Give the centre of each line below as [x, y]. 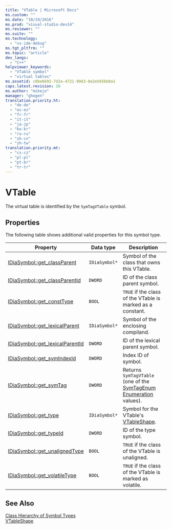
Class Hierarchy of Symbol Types [40, 516]
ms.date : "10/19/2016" [29, 19]
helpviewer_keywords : [28, 67]
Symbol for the [141, 409]
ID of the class [140, 277]
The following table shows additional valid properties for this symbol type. [83, 235]
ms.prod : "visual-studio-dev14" [40, 24]
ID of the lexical [141, 341]
